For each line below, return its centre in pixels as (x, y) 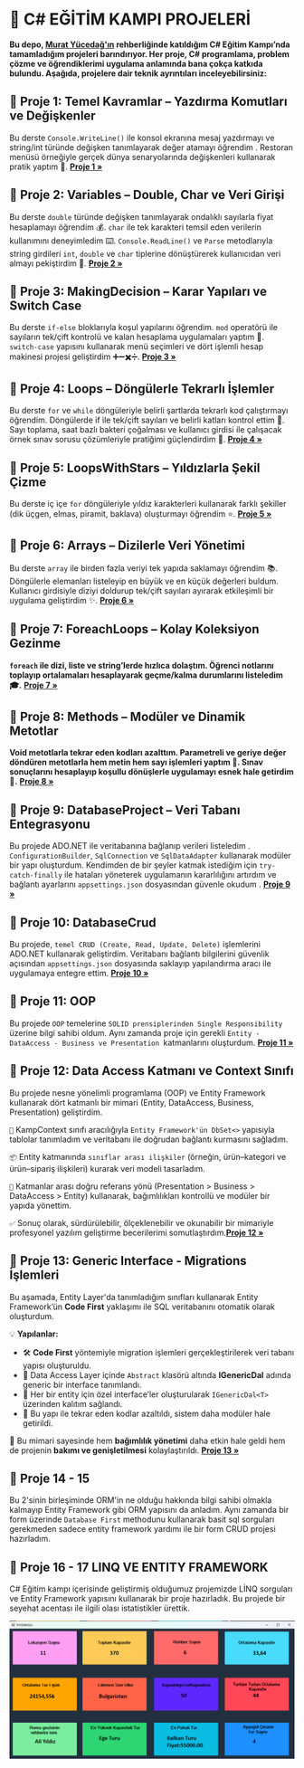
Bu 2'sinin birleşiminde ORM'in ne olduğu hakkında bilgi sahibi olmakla (141, 1500)
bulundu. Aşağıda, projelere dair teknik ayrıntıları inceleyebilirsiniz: (138, 73)
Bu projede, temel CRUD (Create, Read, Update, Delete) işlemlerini (135, 945)
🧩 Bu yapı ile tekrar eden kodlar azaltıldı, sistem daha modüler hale (147, 1413)
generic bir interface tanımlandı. (82, 1384)
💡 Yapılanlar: (34, 1334)
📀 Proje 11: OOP (53, 1001)
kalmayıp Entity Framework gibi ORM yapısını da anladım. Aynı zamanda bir (149, 1510)
